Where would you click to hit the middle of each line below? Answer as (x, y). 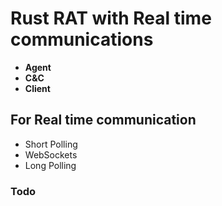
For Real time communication (103, 120)
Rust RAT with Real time (111, 18)
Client (37, 88)
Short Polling (51, 144)
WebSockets (51, 154)
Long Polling (50, 165)
